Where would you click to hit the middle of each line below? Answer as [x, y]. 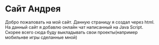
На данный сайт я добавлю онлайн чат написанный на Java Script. [74, 27]
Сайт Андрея [33, 9]
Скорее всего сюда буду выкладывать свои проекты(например [71, 32]
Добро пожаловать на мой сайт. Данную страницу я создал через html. [80, 22]
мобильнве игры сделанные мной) [41, 37]
